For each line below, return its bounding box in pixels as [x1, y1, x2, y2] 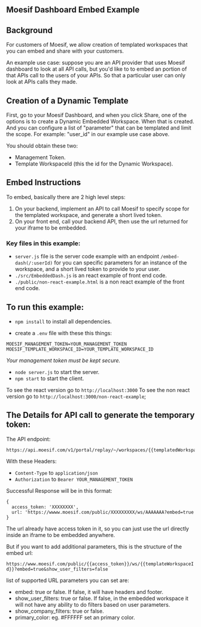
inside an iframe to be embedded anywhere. [6, 531, 115, 538]
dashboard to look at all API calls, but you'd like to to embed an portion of [6, 65, 187, 73]
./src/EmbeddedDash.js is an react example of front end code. [14, 272, 167, 279]
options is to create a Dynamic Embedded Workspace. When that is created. [6, 118, 194, 125]
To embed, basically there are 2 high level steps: [6, 193, 126, 200]
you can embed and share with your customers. [6, 47, 124, 55]
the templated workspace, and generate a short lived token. [14, 211, 163, 218]
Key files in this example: [6, 239, 81, 248]
